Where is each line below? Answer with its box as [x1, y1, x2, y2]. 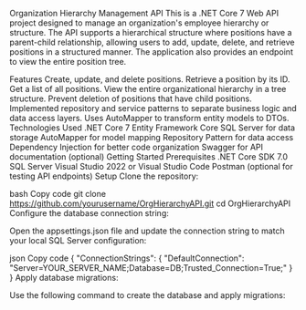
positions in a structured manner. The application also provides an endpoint [9, 46, 294, 57]
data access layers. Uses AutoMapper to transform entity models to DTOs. [9, 113, 290, 123]
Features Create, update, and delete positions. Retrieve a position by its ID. [9, 74, 290, 85]
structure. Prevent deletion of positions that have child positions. [9, 93, 253, 104]
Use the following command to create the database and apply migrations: [9, 290, 286, 300]
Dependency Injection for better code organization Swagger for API [9, 141, 263, 152]
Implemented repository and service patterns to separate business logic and [9, 103, 297, 113]
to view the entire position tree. [9, 57, 127, 67]
